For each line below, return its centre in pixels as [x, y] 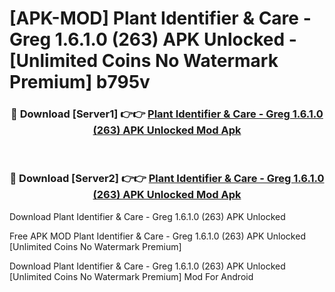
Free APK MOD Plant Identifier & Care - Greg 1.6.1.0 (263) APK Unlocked [157, 236]
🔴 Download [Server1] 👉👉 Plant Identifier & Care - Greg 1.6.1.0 [167, 114]
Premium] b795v [80, 82]
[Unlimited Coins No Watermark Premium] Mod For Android [131, 276]
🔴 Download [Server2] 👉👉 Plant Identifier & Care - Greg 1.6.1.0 [167, 179]
